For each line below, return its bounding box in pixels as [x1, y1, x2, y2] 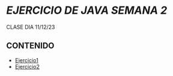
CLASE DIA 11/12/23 [6, 23, 55, 31]
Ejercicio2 [14, 63, 40, 70]
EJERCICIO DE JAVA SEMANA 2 [6, 4, 168, 17]
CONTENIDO [6, 41, 55, 51]
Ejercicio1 [14, 56, 39, 63]
